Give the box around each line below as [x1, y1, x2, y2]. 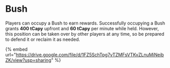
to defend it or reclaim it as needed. [5, 36, 80, 42]
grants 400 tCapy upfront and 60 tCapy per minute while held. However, [5, 25, 159, 31]
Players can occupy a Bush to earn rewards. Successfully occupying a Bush [5, 20, 165, 26]
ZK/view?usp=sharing [5, 57, 52, 63]
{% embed [5, 46, 28, 52]
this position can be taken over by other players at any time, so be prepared [5, 31, 164, 37]
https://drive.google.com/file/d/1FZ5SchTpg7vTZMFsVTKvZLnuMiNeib [15, 52, 164, 58]
